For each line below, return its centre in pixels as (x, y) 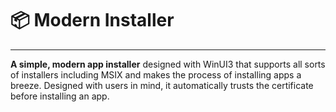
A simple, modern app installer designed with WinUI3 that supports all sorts (168, 64)
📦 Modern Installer (92, 20)
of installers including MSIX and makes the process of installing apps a (156, 74)
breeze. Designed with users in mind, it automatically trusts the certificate (162, 85)
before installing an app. (60, 96)
